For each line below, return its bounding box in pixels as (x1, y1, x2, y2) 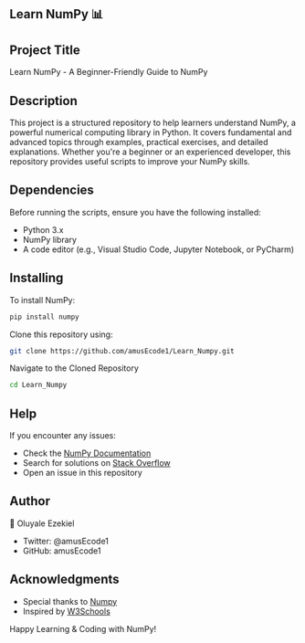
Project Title (9, 42, 80, 58)
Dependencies (9, 183, 94, 198)
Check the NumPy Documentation (22, 448, 152, 459)
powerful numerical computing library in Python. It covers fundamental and (9, 127, 292, 138)
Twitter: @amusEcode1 (22, 535, 110, 546)
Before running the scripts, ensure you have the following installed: (9, 206, 262, 217)
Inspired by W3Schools (22, 606, 111, 617)
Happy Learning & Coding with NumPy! (9, 623, 157, 634)
